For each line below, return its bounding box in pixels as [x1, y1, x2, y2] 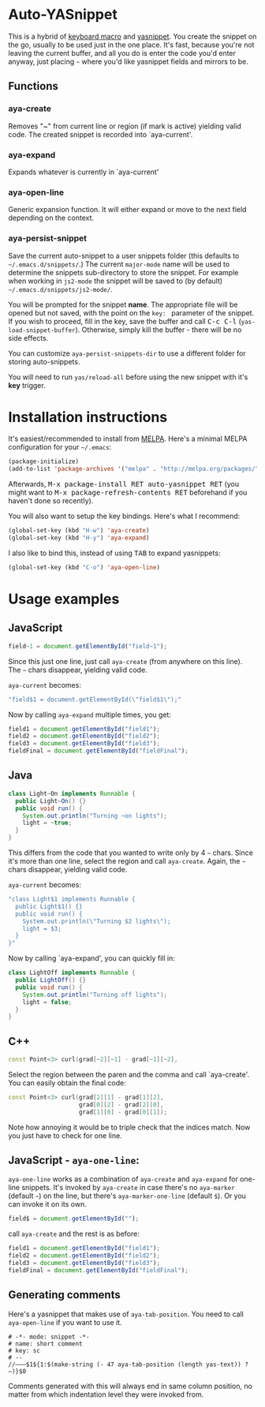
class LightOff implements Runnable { [8, 968, 136, 977]
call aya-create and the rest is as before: [8, 1229, 140, 1239]
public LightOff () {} [15, 976, 87, 984]
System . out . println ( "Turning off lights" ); [22, 991, 168, 998]
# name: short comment [8, 1339, 83, 1348]
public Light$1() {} [15, 902, 83, 910]
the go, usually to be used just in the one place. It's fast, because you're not [8, 39, 255, 49]
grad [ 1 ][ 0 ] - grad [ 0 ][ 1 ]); [78, 1108, 168, 1116]
